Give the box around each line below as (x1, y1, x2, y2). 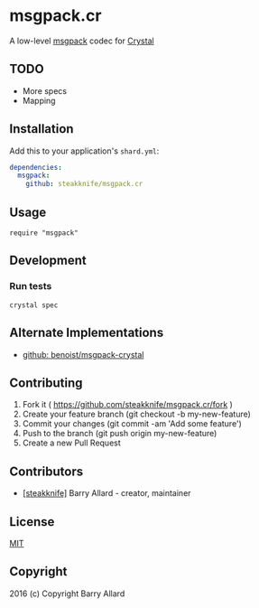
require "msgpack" (9, 229, 79, 238)
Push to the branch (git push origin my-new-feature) (22, 428, 217, 439)
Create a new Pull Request (22, 437, 122, 448)
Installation (9, 121, 74, 136)
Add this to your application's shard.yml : (9, 145, 160, 156)
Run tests (9, 280, 52, 293)
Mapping (22, 95, 56, 106)
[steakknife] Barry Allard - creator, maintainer (22, 488, 191, 499)
